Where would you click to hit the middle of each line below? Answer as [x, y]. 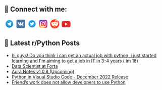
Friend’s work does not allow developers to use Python [69, 82]
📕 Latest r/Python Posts [42, 43]
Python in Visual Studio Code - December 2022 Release [70, 77]
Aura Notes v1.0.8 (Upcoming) [43, 71]
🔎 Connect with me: [36, 9]
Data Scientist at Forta [35, 66]
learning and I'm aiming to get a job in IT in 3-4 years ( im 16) [75, 61]
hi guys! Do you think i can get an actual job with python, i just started [84, 55]
